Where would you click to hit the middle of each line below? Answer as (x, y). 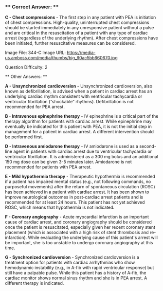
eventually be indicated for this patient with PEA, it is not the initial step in (78, 127)
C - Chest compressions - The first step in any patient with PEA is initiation (81, 18)
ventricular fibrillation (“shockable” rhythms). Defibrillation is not (69, 102)
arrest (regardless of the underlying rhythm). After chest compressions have (81, 38)
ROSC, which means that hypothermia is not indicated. (60, 207)
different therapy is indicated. (35, 283)
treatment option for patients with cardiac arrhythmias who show (70, 263)
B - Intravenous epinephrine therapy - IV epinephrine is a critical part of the (82, 116)
